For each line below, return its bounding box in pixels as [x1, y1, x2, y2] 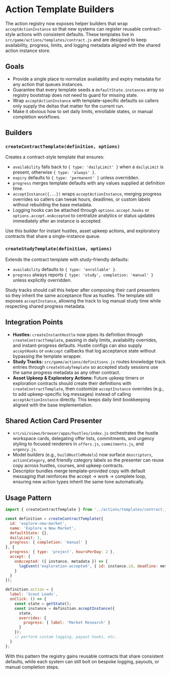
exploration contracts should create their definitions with [12, 380, 131, 386]
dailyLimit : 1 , [10, 535, 42, 541]
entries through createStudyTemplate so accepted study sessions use [12, 364, 159, 370]
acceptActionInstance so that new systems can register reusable [5, 25, 141, 32]
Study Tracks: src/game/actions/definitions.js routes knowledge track [12, 358, 166, 365]
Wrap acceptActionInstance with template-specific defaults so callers [12, 97, 159, 103]
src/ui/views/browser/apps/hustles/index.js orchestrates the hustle [12, 430, 159, 436]
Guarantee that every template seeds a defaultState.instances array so [12, 87, 164, 93]
